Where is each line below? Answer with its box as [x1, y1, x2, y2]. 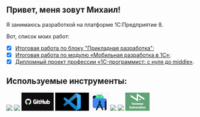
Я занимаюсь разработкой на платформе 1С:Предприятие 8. [6, 21, 164, 28]
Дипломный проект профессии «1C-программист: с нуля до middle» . [15, 58, 195, 65]
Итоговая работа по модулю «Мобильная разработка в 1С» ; [15, 51, 172, 58]
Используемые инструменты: [6, 76, 127, 87]
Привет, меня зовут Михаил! [6, 5, 121, 15]
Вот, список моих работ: [6, 33, 70, 40]
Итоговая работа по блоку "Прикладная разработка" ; [15, 44, 155, 52]
